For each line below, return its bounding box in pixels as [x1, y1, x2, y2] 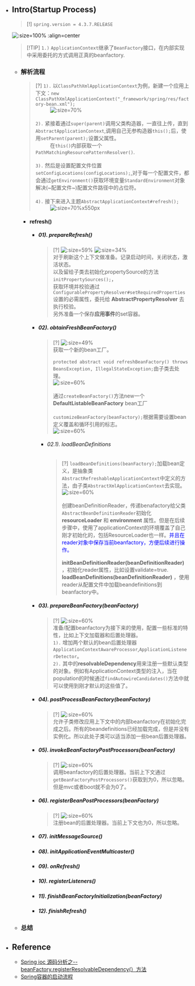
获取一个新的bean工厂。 [53, 346, 112, 353]
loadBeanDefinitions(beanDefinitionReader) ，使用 [61, 573, 190, 581]
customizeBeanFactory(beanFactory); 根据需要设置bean [53, 413, 187, 420]
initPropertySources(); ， [53, 275, 117, 282]
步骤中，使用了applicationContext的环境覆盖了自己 [61, 524, 186, 531]
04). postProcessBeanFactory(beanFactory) [38, 696, 151, 703]
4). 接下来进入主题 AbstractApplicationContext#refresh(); [35, 198, 179, 205]
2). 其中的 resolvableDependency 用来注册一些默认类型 [53, 660, 188, 667]
